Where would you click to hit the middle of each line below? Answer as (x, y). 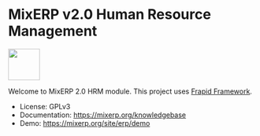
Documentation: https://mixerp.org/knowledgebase (103, 115)
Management (53, 31)
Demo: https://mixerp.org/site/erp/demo (85, 123)
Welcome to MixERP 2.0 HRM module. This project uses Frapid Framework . (130, 91)
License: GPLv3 (45, 106)
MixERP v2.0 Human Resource (110, 15)
